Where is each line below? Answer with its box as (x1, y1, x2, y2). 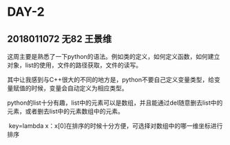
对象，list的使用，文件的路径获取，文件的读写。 (7, 61, 143, 69)
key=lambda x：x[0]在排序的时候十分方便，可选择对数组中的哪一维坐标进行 (8, 122, 223, 130)
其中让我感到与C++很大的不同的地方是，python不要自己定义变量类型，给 (7, 76, 215, 83)
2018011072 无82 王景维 (7, 33, 112, 44)
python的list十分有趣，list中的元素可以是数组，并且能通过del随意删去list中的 (7, 98, 223, 107)
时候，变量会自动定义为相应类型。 (30, 84, 128, 92)
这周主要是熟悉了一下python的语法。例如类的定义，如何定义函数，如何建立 (7, 53, 220, 60)
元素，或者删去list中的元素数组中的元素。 (7, 107, 124, 115)
